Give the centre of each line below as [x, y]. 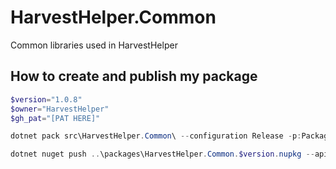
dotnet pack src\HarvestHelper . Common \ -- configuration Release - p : [156, 136]
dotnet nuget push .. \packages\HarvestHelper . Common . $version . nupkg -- [162, 154]
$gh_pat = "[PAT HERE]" [55, 118]
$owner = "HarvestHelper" [60, 109]
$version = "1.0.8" [46, 99]
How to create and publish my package [134, 76]
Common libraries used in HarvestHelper [94, 45]
